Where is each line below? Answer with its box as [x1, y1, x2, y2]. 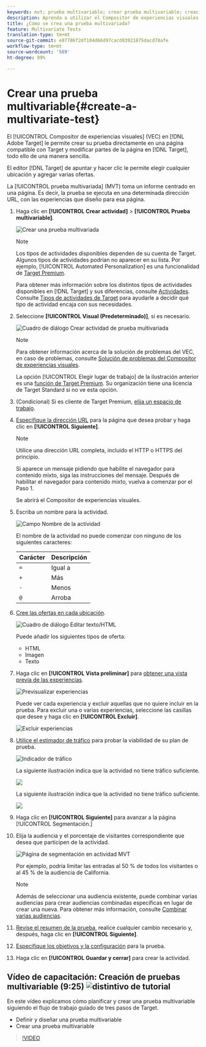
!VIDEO [21, 1034, 40, 1042]
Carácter [18, 553, 45, 562]
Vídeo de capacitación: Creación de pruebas [7, 972, 181, 982]
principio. [15, 453, 40, 460]
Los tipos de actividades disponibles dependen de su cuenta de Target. [15, 249, 196, 257]
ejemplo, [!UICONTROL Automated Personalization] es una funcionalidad [15, 262, 200, 270]
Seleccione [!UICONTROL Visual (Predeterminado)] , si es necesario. [15, 312, 191, 319]
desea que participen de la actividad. [15, 838, 109, 846]
